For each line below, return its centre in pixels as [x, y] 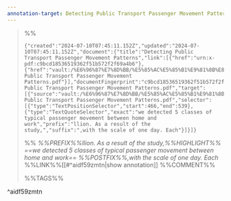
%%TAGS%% [44, 178]
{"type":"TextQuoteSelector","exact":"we [84, 112]
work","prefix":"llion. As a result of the [87, 124]
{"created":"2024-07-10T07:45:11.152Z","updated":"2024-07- [112, 45]
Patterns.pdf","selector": [174, 100]
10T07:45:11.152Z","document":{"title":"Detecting [98, 52]
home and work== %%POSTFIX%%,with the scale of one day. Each [121, 157]
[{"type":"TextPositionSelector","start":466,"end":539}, [109, 106]
